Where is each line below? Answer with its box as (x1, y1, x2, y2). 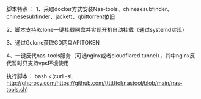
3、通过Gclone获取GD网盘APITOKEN (6, 39, 100, 46)
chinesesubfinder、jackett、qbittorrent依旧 (6, 13, 115, 20)
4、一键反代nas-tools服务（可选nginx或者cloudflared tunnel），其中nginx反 (6, 52, 196, 59)
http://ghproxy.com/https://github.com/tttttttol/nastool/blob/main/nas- (6, 79, 183, 87)
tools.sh (6, 86, 26, 93)
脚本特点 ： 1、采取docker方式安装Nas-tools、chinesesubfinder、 (6, 5, 173, 12)
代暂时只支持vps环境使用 (6, 60, 69, 67)
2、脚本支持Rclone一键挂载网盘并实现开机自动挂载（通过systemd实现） (6, 26, 188, 33)
